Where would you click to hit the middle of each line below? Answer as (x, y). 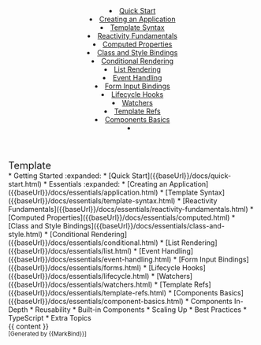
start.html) (25, 184)
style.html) (26, 234)
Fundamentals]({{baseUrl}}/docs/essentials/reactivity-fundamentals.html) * (131, 209)
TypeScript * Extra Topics (50, 318)
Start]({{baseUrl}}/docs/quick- (181, 176)
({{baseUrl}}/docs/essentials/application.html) (83, 192)
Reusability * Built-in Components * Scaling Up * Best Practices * (141, 310)
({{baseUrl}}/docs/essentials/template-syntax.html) (92, 201)
